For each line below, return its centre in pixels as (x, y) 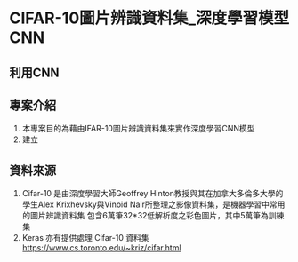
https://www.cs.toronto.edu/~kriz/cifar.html (101, 248)
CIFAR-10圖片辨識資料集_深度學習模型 (149, 18)
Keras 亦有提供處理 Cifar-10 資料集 (85, 238)
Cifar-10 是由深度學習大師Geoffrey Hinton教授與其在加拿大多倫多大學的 (153, 194)
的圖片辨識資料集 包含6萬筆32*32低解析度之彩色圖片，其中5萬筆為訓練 (153, 216)
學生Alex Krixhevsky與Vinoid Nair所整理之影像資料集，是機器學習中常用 (153, 204)
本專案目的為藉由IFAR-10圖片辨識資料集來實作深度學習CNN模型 (138, 129)
